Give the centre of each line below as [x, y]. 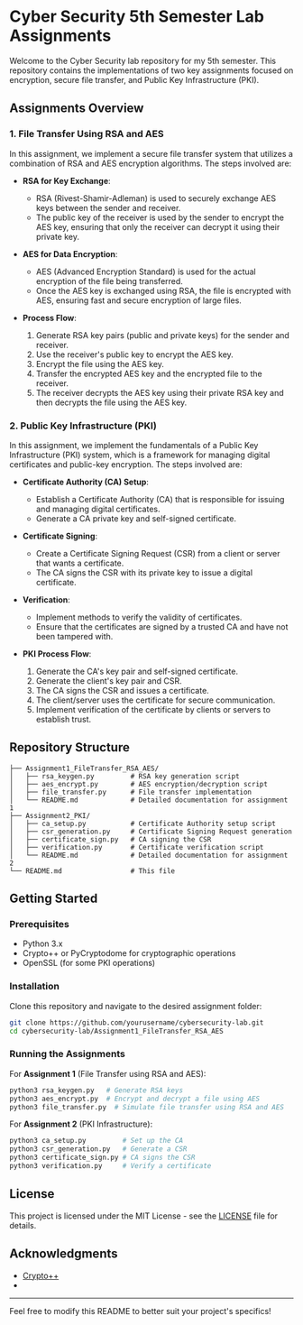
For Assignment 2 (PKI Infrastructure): [81, 1124]
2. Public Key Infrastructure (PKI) [83, 426]
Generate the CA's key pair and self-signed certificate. [137, 671]
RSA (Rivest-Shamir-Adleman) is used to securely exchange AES [156, 198]
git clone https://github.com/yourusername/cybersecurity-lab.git [137, 1022]
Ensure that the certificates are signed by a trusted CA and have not [162, 626]
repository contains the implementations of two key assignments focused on [151, 70]
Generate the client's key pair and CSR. [109, 681]
